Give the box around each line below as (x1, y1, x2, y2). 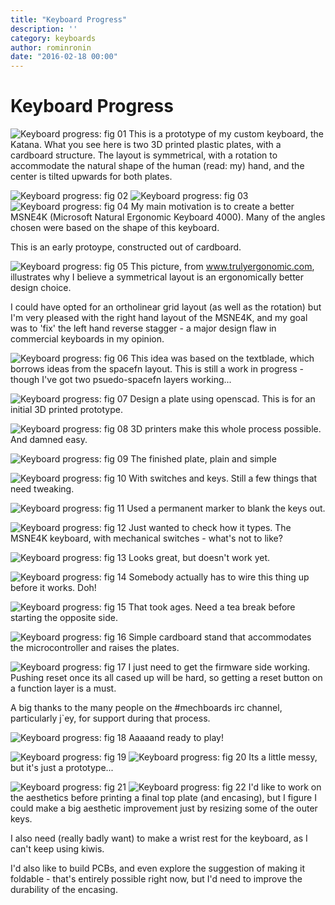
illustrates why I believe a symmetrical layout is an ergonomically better (10, 271, 305, 283)
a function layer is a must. (10, 682, 117, 695)
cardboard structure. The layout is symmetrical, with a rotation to (10, 149, 278, 161)
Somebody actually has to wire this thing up (128, 571, 310, 583)
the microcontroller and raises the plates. (10, 642, 180, 654)
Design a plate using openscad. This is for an (129, 393, 316, 405)
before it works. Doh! (10, 582, 97, 594)
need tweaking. (10, 483, 75, 495)
